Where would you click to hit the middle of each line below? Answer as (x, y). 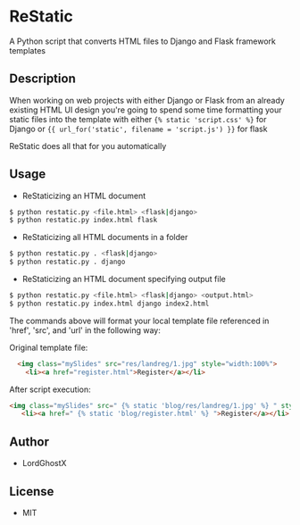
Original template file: (49, 347)
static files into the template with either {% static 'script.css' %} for (138, 119)
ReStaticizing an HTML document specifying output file (124, 279)
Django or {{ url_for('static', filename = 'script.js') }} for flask (138, 129)
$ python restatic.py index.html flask (83, 221)
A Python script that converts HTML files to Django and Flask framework (143, 41)
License (32, 492)
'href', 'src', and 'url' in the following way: (85, 330)
